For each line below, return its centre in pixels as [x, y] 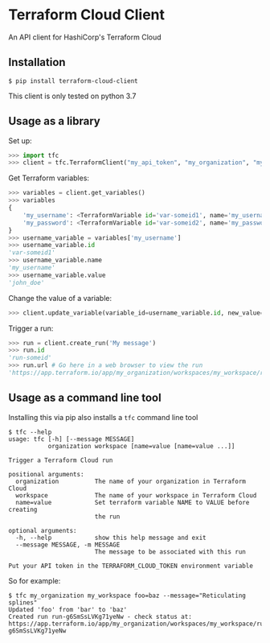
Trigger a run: [31, 328]
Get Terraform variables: [49, 178]
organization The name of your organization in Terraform [131, 481]
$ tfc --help [30, 432]
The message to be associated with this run [170, 552]
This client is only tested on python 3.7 [72, 96]
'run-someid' [30, 358]
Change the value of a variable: [60, 298]
